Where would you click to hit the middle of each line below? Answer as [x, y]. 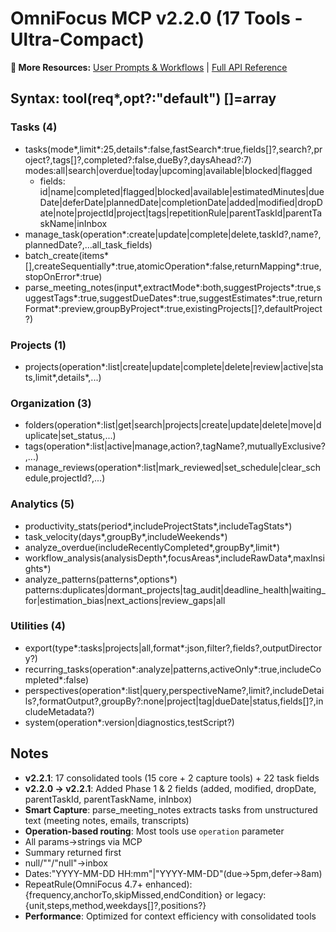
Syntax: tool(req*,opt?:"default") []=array [143, 98]
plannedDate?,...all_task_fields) [88, 244]
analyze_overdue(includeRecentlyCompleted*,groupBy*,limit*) [152, 547]
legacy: [251, 894]
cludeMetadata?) [59, 711]
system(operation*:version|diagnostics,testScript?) [129, 722]
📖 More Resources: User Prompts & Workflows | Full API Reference [149, 67]
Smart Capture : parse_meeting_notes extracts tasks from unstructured [171, 809]
